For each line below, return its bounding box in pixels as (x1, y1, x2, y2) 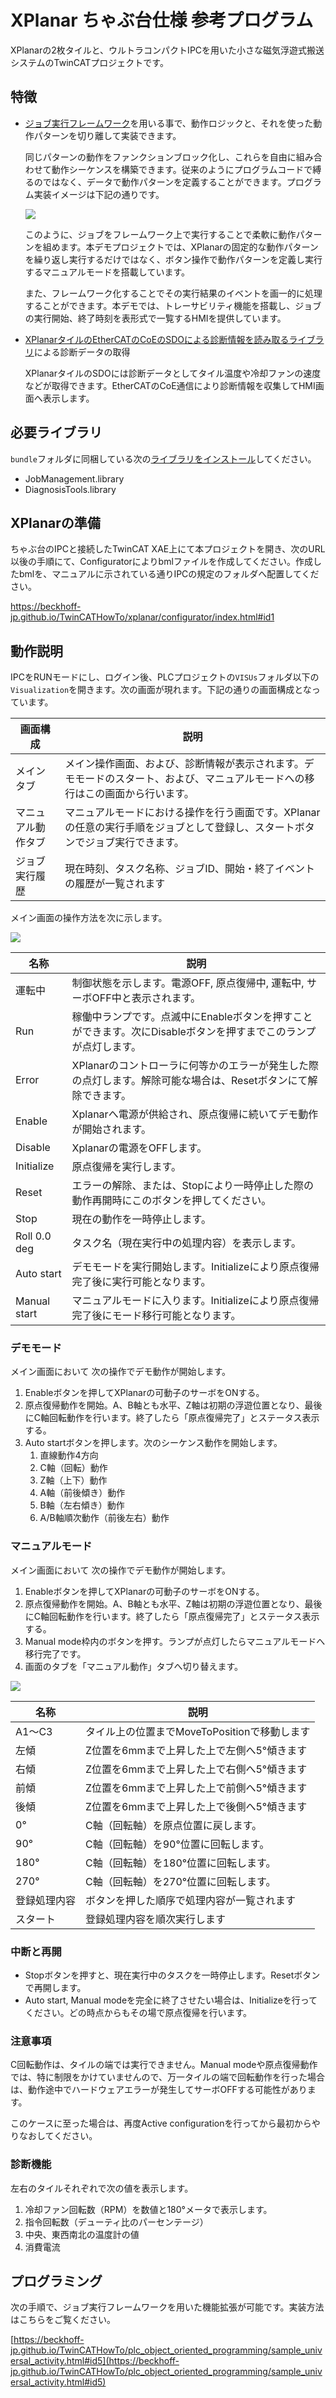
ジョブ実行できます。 (84, 836, 185, 850)
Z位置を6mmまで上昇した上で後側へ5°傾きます (85, 1799, 308, 1813)
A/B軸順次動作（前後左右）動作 (39, 1512, 170, 1524)
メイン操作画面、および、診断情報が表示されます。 (64, 757, 305, 771)
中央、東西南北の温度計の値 (24, 2228, 140, 2240)
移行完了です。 (24, 1647, 87, 1660)
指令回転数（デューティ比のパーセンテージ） (24, 2216, 209, 2228)
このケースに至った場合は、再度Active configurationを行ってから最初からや (10, 2117, 321, 2130)
